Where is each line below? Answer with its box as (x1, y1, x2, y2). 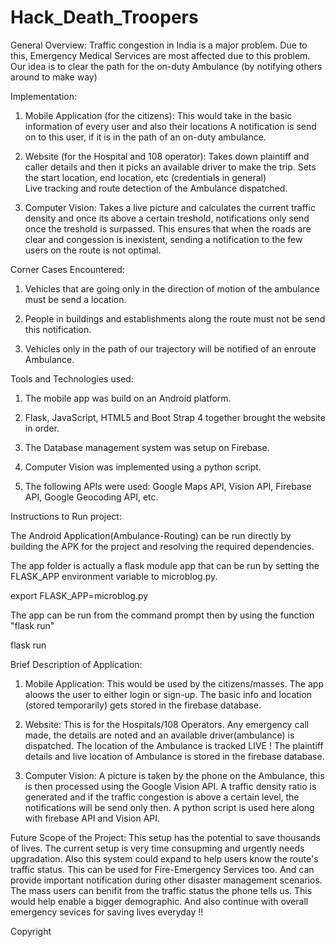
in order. (24, 422, 60, 434)
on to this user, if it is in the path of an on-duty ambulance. (24, 131, 267, 143)
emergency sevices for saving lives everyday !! (10, 906, 204, 918)
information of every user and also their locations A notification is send (24, 120, 317, 132)
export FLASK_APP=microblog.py (10, 589, 149, 601)
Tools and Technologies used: (10, 372, 134, 385)
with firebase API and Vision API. (24, 812, 161, 824)
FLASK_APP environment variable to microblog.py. (10, 570, 218, 582)
